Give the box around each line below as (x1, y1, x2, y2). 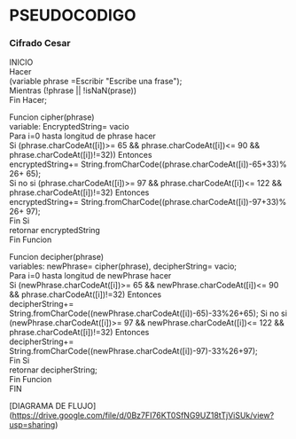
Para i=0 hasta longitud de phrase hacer (9, 130, 157, 142)
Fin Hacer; (9, 95, 47, 106)
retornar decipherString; (9, 365, 97, 375)
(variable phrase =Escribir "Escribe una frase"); (9, 76, 183, 87)
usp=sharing (9, 419, 56, 430)
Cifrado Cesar (9, 37, 71, 50)
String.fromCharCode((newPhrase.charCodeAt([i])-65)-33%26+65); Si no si (9, 308, 288, 319)
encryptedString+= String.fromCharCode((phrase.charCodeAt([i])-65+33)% (9, 159, 287, 169)
